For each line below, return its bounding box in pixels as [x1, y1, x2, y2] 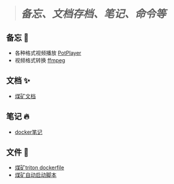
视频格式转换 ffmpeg [14, 57, 66, 64]
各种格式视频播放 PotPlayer [14, 50, 82, 56]
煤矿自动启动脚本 [14, 172, 57, 179]
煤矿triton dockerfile [14, 164, 65, 171]
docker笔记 [14, 128, 43, 135]
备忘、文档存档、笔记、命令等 [20, 7, 166, 21]
